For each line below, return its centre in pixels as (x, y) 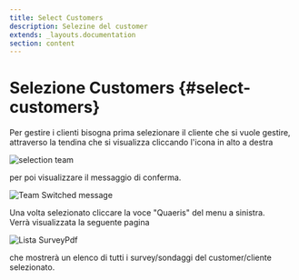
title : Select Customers (56, 18)
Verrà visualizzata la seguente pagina (80, 223)
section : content (42, 43)
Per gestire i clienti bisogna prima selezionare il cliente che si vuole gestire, (150, 133)
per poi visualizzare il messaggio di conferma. (95, 177)
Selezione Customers (92, 88)
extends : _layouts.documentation (73, 35)
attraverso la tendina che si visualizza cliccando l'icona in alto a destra (141, 143)
